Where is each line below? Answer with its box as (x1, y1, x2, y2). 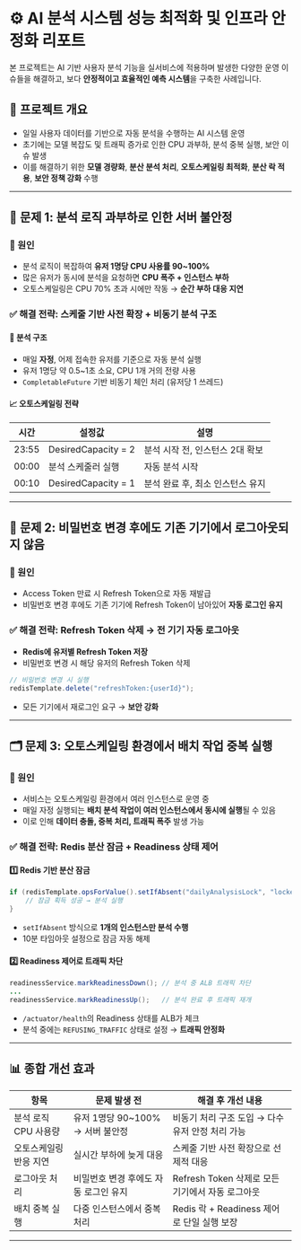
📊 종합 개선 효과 (9, 1061, 95, 1077)
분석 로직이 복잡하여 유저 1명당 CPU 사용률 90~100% (21, 261, 211, 272)
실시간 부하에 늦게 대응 (73, 1149, 164, 1161)
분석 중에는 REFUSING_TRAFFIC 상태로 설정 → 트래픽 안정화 (21, 1024, 226, 1034)
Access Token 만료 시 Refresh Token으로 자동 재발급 (21, 588, 212, 599)
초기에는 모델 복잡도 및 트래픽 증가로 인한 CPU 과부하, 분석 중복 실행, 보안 (21, 138, 280, 149)
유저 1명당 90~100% (73, 1111, 161, 1123)
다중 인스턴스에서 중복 (73, 1202, 161, 1215)
